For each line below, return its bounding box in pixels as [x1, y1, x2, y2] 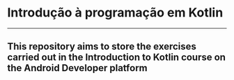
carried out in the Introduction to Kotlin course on [7, 52, 226, 63]
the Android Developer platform [7, 62, 148, 74]
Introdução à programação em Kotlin [7, 5, 224, 21]
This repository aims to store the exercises [7, 41, 197, 52]
